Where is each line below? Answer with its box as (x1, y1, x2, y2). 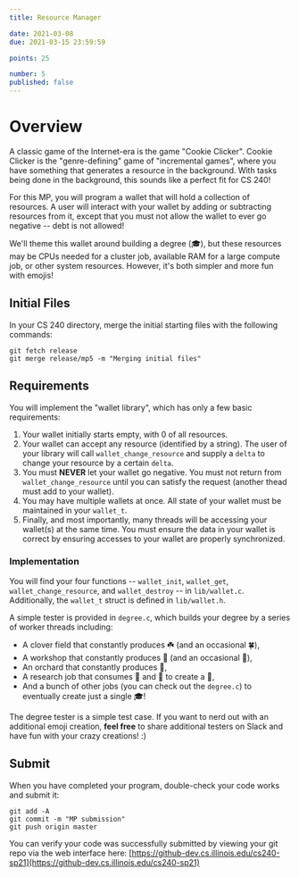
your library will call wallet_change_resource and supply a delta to (21, 447, 265, 458)
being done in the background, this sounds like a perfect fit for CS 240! (9, 174, 271, 185)
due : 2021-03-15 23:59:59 (9, 38, 105, 46)
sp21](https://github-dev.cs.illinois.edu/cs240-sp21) (9, 856, 201, 867)
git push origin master (9, 823, 98, 831)
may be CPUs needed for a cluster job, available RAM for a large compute (9, 251, 281, 262)
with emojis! (9, 270, 54, 280)
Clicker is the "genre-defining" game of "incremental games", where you (9, 155, 277, 166)
